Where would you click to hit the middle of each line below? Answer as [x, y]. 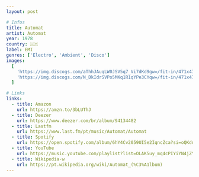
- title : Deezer [31, 115]
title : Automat [25, 28]
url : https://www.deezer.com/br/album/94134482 [76, 121]
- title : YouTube [33, 148]
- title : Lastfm [31, 126]
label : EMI [20, 50]
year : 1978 [20, 39]
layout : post [22, 12]
